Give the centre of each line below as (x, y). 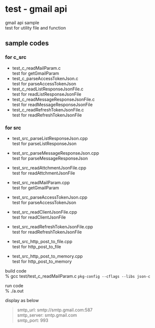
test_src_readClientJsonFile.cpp (45, 212)
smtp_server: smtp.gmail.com (47, 315)
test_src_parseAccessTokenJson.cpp (50, 197)
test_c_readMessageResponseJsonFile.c (53, 99)
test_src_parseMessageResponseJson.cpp (55, 153)
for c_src (16, 57)
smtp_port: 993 (33, 320)
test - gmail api (36, 9)
